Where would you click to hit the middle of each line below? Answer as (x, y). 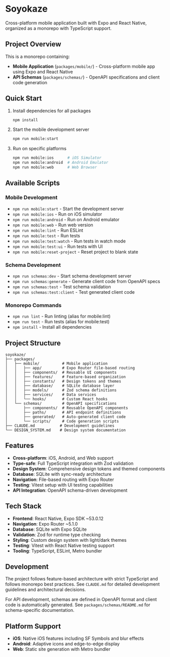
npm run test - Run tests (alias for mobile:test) (61, 322)
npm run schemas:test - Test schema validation (62, 287)
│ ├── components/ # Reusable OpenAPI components (67, 408)
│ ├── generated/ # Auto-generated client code (65, 417)
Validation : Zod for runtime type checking (57, 534)
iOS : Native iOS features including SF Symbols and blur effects (78, 638)
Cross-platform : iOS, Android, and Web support (63, 458)
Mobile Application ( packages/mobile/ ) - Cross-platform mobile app (84, 66)
